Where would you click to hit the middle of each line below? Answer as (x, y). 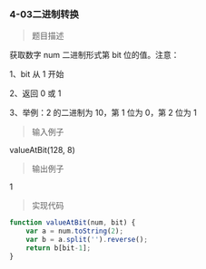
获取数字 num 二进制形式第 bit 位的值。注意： (94, 55)
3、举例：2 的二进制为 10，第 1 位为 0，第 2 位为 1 (103, 113)
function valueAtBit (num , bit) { (73, 223)
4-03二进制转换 (44, 14)
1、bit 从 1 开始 (37, 74)
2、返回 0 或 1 (35, 93)
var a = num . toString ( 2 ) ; (75, 231)
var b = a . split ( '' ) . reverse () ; (87, 240)
